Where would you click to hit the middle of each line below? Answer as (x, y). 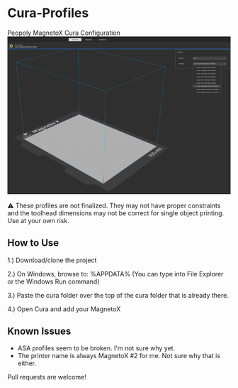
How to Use (33, 243)
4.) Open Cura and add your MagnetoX (64, 309)
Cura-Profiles (48, 13)
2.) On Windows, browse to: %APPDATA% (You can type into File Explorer (115, 274)
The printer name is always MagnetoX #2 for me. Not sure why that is (119, 356)
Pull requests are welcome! (47, 377)
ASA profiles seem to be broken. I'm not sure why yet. (96, 348)
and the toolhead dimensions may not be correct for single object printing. (116, 213)
